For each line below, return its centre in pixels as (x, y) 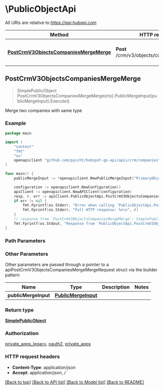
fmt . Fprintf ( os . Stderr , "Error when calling (69, 205)
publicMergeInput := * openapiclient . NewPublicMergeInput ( (74, 178)
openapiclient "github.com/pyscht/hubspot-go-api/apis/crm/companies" (87, 160)
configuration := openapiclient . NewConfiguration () (67, 187)
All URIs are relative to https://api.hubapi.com (51, 23)
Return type (20, 310)
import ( (14, 142)
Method (59, 34)
